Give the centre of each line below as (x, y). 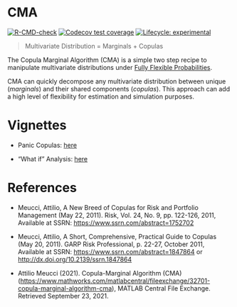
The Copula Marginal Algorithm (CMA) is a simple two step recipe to (107, 60)
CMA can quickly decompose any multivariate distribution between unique (117, 81)
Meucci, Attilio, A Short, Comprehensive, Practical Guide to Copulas (117, 236)
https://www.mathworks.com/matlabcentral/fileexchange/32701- (115, 281)
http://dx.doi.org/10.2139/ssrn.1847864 (75, 259)
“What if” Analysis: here (52, 158)
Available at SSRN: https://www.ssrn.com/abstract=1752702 (106, 223)
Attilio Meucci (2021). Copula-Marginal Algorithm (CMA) (100, 273)
